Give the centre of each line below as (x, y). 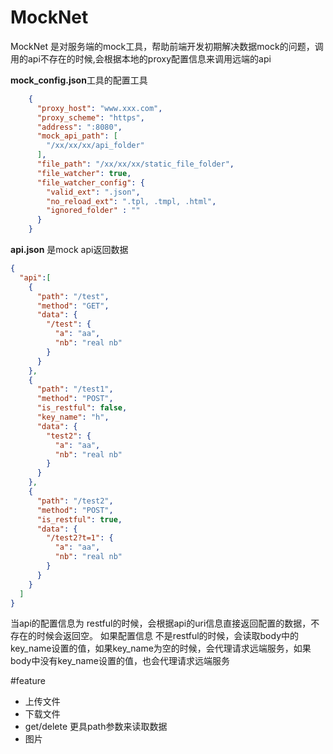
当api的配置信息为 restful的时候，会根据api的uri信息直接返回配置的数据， (161, 623)
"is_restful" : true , (79, 519)
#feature (28, 681)
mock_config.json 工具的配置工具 (79, 80)
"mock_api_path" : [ (77, 136)
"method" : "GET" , (73, 306)
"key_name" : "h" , (73, 417)
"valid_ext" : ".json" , (93, 192)
